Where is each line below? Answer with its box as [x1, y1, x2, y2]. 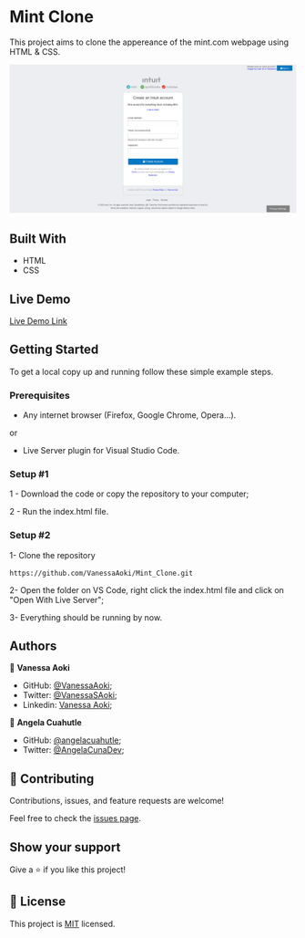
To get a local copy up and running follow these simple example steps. [9, 366, 274, 377]
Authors [9, 639, 57, 654]
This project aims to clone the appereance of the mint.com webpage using [9, 36, 290, 47]
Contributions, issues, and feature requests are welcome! [9, 796, 225, 807]
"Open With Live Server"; [9, 594, 105, 605]
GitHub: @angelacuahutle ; [22, 735, 122, 745]
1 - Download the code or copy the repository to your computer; [9, 488, 249, 499]
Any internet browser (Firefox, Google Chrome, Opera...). [22, 410, 237, 421]
